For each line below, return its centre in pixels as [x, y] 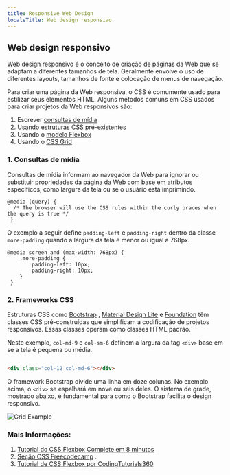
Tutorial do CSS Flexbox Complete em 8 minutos [85, 450]
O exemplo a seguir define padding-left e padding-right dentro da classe [112, 232]
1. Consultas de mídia [44, 160]
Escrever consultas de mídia [57, 120]
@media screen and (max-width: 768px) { [66, 252]
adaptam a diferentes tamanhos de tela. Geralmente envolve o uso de [105, 71]
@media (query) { [32, 202]
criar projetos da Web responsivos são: [77, 106]
